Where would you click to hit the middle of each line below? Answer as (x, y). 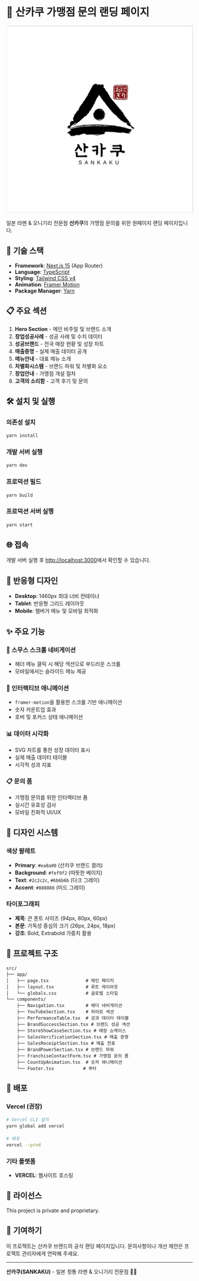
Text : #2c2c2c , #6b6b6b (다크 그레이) (57, 880)
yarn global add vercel (36, 1126)
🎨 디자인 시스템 (32, 833)
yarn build (20, 495)
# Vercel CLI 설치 (28, 1120)
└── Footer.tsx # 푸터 (57, 1069)
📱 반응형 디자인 (32, 581)
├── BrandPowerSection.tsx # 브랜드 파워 (65, 1050)
